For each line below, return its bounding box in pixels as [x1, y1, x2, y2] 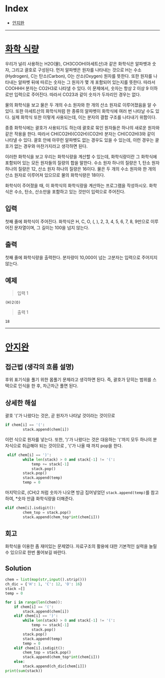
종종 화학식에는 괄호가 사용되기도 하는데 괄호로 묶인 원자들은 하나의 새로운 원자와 [5, 124, 160, 130]
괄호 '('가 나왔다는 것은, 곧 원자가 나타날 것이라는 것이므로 [5, 413, 115, 419]
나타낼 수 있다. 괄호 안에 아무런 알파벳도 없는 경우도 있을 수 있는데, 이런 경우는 [5, 137, 154, 143]
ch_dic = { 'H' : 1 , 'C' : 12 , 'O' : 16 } [5, 582, 82, 587]
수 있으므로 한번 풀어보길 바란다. [5, 550, 67, 555]
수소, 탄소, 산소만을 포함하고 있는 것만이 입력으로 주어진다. [14, 188, 126, 194]
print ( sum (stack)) [5, 668, 43, 673]
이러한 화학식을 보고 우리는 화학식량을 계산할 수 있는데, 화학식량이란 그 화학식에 [5, 154, 157, 159]
